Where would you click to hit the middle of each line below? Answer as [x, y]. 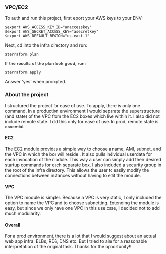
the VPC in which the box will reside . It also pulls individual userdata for [79, 154]
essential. [15, 127]
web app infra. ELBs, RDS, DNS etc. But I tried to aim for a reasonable [76, 241]
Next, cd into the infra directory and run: [46, 45]
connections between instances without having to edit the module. [73, 175]
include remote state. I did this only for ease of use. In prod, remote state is [82, 121]
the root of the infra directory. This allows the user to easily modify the [77, 170]
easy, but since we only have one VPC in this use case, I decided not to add [83, 208]
